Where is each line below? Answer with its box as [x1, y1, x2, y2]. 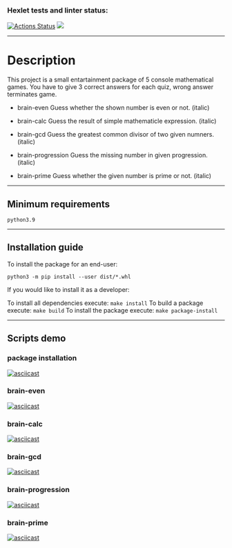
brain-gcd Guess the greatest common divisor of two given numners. [17, 130, 215, 139]
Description [7, 52, 76, 68]
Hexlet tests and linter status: [7, 6, 108, 15]
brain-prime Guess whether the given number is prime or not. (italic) [17, 172, 212, 180]
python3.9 [7, 217, 36, 224]
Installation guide [7, 242, 84, 253]
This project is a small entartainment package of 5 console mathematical [7, 75, 214, 84]
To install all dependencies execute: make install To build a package [7, 299, 204, 307]
